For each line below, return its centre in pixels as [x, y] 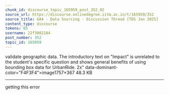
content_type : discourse [31, 24]
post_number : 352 [23, 38]
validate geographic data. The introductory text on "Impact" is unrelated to [82, 56]
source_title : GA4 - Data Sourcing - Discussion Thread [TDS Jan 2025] [82, 19]
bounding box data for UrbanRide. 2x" [45, 67]
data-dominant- [102, 67]
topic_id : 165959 [23, 42]
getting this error [23, 87]
